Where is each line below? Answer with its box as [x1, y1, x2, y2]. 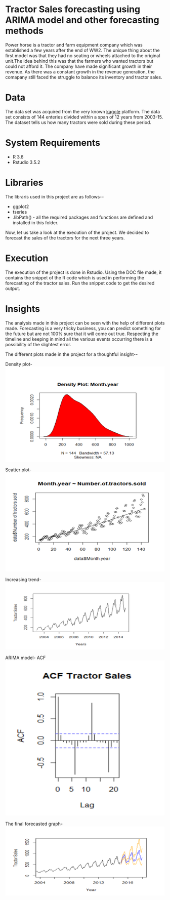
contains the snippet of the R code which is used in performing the [5, 274, 144, 280]
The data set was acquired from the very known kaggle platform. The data [5, 108, 160, 114]
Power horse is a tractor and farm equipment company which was [5, 42, 143, 48]
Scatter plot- [5, 467, 32, 473]
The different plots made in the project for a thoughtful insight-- [5, 351, 138, 357]
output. [5, 285, 20, 292]
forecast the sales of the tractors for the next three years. [5, 234, 125, 241]
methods [5, 25, 44, 36]
